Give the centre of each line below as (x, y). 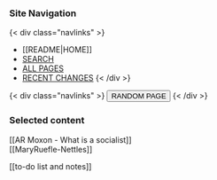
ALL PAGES (43, 68)
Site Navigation (43, 13)
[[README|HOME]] (57, 50)
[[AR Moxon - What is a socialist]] (70, 139)
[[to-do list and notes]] (50, 166)
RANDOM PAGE (139, 96)
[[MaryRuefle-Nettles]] (51, 149)
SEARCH (38, 59)
